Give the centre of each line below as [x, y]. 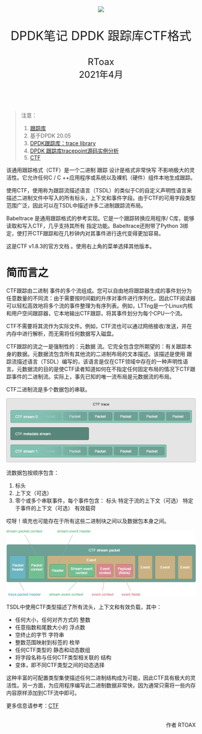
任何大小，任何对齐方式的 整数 [53, 620]
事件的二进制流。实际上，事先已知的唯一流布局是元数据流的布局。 [93, 376]
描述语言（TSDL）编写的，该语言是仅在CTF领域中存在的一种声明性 [100, 361]
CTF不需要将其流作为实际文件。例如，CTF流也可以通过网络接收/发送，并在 [99, 326]
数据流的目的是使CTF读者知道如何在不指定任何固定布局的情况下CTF [106, 369]
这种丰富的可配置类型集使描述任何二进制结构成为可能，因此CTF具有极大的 [98, 678]
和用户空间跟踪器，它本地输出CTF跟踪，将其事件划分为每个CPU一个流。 [96, 313]
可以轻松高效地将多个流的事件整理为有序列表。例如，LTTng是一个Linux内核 [100, 305]
